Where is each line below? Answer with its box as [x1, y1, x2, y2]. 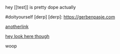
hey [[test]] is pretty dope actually [5, 4, 76, 10]
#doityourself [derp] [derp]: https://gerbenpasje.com [5, 14, 115, 19]
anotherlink [5, 23, 29, 29]
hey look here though [5, 33, 49, 39]
